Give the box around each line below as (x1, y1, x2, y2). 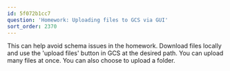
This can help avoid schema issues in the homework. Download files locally (7, 42, 222, 50)
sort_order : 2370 (7, 23, 57, 30)
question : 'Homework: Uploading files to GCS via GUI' (7, 17, 169, 23)
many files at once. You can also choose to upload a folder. (7, 57, 175, 65)
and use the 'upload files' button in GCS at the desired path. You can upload (7, 49, 224, 57)
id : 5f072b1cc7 (7, 10, 51, 17)
